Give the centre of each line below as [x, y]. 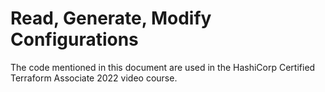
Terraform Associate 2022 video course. [94, 78]
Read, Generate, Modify [111, 18]
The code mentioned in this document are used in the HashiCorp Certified [163, 67]
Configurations [74, 39]
